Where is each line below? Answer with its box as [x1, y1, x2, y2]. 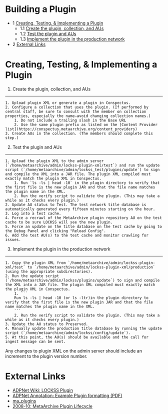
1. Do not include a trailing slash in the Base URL [14, 117, 126, 123]
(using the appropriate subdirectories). [5, 269, 93, 274]
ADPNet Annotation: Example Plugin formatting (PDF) [12, 392, 122, 398]
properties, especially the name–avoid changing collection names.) [5, 113, 151, 118]
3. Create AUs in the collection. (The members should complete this [5, 131, 153, 136]
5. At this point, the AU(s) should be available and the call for [5, 334, 149, 339]
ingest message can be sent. [5, 339, 66, 344]
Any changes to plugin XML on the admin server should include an [5, 347, 142, 353]
